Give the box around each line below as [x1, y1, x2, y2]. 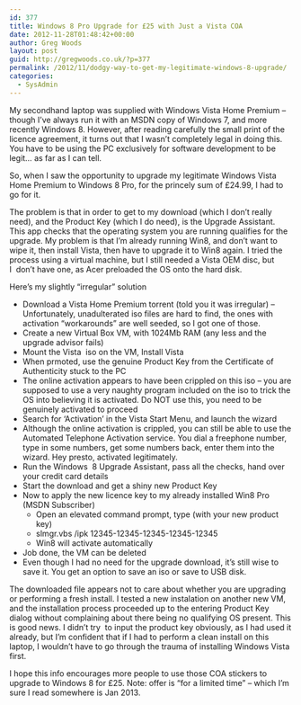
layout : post [9, 47, 58, 56]
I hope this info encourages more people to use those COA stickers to [9, 667, 268, 679]
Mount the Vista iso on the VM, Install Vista [22, 346, 184, 357]
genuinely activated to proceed [22, 404, 138, 415]
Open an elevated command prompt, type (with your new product [35, 509, 279, 520]
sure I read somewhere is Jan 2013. [9, 687, 141, 698]
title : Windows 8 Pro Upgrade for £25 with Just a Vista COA [9, 22, 243, 31]
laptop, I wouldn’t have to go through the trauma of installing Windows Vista [9, 640, 290, 652]
